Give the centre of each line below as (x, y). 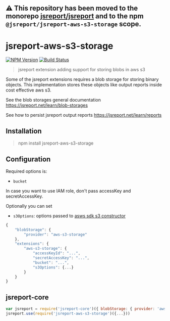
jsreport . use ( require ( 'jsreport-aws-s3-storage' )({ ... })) (68, 314)
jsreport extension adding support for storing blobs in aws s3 (81, 70)
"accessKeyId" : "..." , (56, 253)
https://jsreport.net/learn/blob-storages (47, 105)
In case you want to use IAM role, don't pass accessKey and (68, 191)
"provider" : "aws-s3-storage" (55, 235)
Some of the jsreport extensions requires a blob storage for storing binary (82, 79)
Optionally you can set (29, 206)
